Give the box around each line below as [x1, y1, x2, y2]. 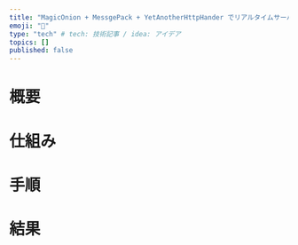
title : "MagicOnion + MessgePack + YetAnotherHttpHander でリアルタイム [9, 12, 274, 22]
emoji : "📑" [9, 21, 50, 30]
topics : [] [9, 37, 50, 47]
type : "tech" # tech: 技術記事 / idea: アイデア [9, 29, 182, 38]
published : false [9, 46, 74, 55]
